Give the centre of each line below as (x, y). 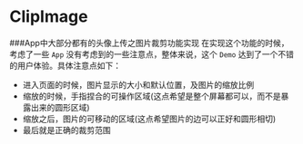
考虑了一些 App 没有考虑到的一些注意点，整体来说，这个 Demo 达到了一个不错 (151, 54)
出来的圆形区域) (60, 107)
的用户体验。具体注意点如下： (65, 65)
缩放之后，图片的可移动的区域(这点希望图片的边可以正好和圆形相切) (149, 119)
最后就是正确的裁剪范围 (66, 130)
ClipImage (49, 17)
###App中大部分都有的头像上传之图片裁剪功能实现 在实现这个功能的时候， (149, 43)
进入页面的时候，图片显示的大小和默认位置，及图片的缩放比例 (138, 84)
